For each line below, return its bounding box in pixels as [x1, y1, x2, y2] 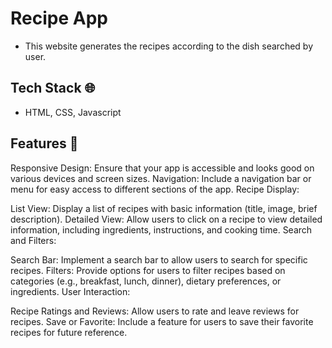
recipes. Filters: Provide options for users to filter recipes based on [10, 264, 286, 276]
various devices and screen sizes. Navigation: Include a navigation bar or [10, 172, 312, 184]
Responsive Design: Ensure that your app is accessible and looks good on [10, 162, 315, 174]
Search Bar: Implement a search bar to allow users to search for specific [10, 253, 308, 266]
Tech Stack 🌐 [10, 80, 96, 97]
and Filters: [10, 234, 57, 246]
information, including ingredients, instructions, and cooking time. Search [10, 223, 313, 236]
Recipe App [10, 7, 108, 30]
